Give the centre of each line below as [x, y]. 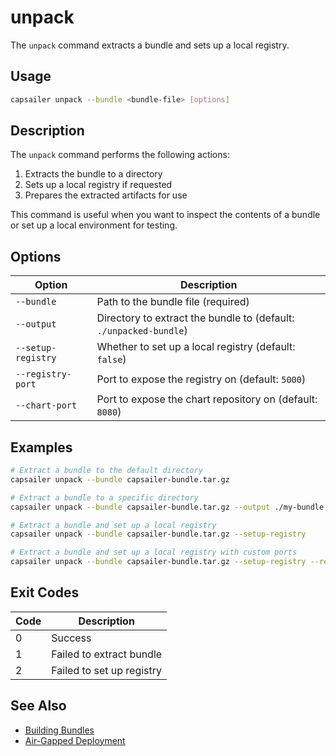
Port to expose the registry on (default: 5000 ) [201, 379]
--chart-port [46, 405]
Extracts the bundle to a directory [93, 174]
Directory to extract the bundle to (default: [195, 318]
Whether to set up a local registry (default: [196, 347]
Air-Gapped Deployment [75, 740]
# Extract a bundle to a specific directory [104, 497]
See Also [38, 706]
